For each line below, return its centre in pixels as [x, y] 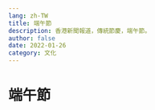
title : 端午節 [30, 23]
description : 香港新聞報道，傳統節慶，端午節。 [80, 31]
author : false [32, 38]
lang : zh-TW [28, 16]
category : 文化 [33, 53]
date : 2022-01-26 [37, 46]
